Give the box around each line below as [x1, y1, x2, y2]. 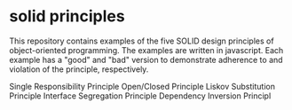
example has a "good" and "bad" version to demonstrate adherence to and [9, 54, 283, 65]
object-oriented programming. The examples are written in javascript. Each [9, 44, 284, 55]
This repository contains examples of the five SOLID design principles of [9, 35, 274, 46]
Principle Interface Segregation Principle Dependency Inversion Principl [9, 90, 272, 101]
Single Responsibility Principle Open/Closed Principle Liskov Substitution [9, 81, 275, 91]
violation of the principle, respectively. [9, 64, 149, 75]
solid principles [9, 6, 126, 27]
